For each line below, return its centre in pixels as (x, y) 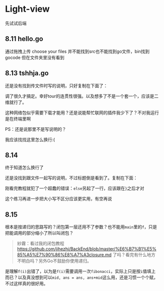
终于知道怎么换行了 (24, 168)
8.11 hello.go (24, 39)
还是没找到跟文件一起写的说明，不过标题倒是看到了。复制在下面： (71, 178)
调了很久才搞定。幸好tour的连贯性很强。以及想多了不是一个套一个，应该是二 (82, 96)
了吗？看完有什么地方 (134, 255)
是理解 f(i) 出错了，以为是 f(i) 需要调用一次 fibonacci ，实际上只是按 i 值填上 (80, 271)
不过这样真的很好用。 (26, 284)
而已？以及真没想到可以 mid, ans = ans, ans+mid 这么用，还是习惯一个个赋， (82, 277)
